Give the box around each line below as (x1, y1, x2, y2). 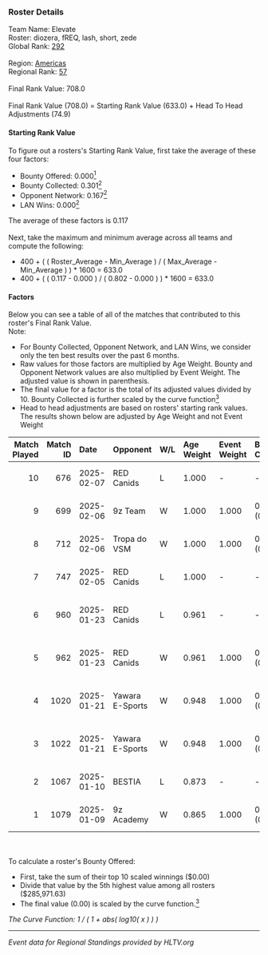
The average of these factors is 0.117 (8, 216, 129, 225)
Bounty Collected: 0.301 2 (19, 179, 102, 190)
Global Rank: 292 (8, 42, 65, 51)
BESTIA (112, 776, 141, 787)
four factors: (8, 154, 49, 164)
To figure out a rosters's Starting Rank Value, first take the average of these (8, 145, 257, 155)
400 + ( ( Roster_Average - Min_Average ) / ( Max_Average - (19, 257, 218, 266)
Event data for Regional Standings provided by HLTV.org (8, 937, 195, 947)
